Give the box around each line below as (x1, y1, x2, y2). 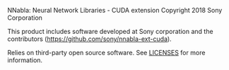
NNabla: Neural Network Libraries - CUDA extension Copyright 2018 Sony (7, 6, 223, 14)
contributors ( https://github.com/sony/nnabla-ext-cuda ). (7, 35, 172, 43)
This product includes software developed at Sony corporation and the (7, 28, 213, 35)
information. (7, 56, 43, 64)
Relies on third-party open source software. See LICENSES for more (7, 49, 206, 57)
